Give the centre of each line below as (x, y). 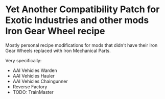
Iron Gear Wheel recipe (55, 31)
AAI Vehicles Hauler (34, 76)
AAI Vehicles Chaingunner (40, 81)
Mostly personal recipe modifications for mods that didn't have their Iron (81, 45)
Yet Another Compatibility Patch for (82, 9)
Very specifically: (23, 60)
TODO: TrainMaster (33, 92)
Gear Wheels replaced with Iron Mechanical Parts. (58, 51)
